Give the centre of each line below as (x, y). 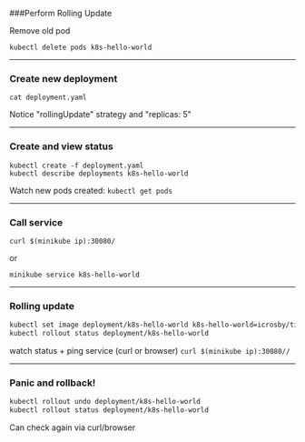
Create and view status (61, 146)
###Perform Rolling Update (61, 13)
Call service (36, 222)
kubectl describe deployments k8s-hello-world (99, 173)
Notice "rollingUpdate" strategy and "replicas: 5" (101, 115)
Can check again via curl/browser (73, 427)
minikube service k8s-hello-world (75, 275)
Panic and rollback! (53, 383)
